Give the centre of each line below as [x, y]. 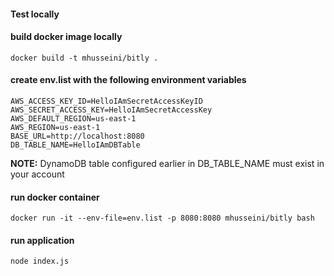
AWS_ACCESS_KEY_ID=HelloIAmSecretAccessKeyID [106, 101]
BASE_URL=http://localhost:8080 [77, 136]
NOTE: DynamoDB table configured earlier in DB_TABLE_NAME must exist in [167, 163]
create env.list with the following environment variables [128, 80]
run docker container [55, 197]
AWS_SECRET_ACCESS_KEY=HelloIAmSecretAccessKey [111, 110]
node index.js [40, 261]
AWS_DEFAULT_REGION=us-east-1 [73, 119]
